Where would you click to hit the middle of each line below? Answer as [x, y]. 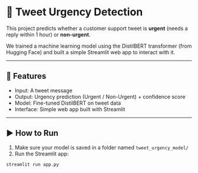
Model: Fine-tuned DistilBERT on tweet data [68, 103]
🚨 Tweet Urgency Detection [75, 12]
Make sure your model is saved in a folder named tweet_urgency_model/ [101, 147]
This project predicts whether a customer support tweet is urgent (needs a [97, 28]
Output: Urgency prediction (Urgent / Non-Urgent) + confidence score [100, 97]
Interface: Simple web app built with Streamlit [70, 109]
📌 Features [26, 76]
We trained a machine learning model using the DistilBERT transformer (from [99, 46]
